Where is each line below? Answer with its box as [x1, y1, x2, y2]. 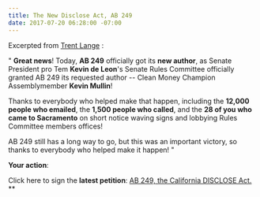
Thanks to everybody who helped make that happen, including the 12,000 [8, 96, 250, 106]
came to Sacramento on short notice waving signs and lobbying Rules [8, 113, 238, 122]
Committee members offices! [8, 121, 104, 131]
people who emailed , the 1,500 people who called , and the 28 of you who [8, 104, 253, 114]
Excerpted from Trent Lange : [8, 40, 104, 50]
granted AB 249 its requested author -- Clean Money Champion [8, 72, 216, 82]
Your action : [8, 160, 49, 169]
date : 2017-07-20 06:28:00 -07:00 [8, 19, 122, 27]
